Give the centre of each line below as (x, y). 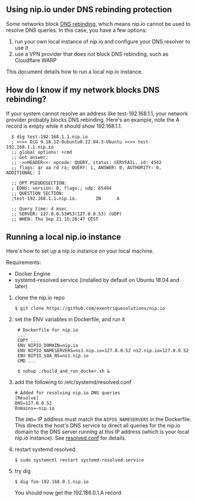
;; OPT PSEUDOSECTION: (39, 183)
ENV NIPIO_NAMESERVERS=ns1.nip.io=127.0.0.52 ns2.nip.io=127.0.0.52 (103, 351)
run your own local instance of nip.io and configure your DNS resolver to (102, 41)
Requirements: (24, 262)
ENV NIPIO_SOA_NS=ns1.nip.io (53, 356)
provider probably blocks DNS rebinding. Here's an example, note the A (93, 119)
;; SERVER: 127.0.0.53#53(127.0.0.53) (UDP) (67, 214)
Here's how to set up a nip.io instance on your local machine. (80, 251)
